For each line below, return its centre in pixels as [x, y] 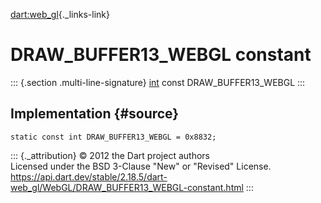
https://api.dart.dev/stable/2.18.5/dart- [89, 176]
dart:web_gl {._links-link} [60, 14]
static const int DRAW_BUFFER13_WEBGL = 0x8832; [113, 137]
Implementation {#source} [95, 114]
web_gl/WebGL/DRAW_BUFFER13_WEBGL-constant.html [127, 187]
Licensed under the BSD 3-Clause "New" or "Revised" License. [141, 166]
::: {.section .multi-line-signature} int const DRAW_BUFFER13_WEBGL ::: [158, 82]
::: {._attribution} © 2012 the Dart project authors [110, 155]
